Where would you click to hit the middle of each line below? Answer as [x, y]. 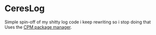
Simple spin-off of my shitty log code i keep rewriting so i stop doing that [78, 22]
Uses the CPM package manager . [38, 27]
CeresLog [25, 9]
